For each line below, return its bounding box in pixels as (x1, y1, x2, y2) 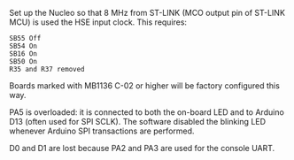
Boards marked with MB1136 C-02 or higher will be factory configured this (9, 80, 281, 91)
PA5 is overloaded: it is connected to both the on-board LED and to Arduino (9, 107, 285, 118)
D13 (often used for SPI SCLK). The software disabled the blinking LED (9, 117, 267, 126)
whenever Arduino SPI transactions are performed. (9, 126, 195, 136)
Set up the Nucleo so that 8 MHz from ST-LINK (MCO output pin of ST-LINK (9, 8, 286, 18)
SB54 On (9, 42, 38, 50)
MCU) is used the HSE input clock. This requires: (9, 17, 188, 27)
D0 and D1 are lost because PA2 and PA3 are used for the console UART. (9, 143, 275, 153)
